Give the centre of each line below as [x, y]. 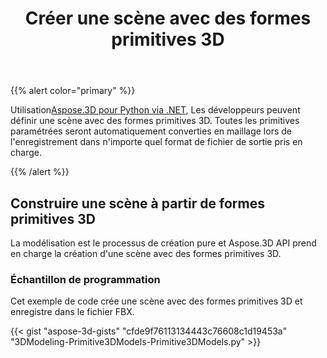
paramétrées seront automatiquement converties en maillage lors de [151, 131]
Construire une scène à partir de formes [137, 203]
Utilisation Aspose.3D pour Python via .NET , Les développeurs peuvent [155, 110]
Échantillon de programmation [85, 279]
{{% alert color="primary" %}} [73, 91]
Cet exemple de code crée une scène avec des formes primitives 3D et [156, 301]
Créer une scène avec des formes [168, 18]
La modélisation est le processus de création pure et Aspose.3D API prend [163, 243]
